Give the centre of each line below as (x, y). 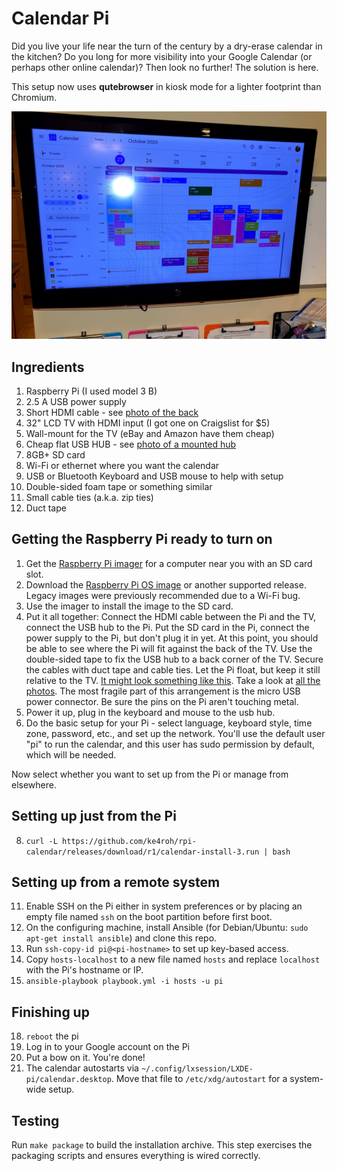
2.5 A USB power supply (76, 401)
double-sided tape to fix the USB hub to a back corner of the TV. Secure (174, 659)
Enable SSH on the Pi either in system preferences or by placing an (164, 906)
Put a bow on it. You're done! (85, 1058)
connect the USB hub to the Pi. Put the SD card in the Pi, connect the (167, 627)
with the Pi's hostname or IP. (84, 970)
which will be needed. (71, 754)
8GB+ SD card (55, 454)
